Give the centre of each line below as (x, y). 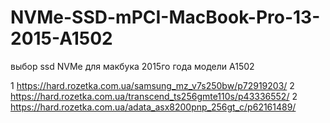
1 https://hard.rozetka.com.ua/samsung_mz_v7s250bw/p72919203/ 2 (152, 85)
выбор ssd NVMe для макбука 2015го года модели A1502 (132, 66)
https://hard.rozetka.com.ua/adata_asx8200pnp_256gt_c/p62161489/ (153, 107)
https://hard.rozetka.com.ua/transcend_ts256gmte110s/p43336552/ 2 (154, 96)
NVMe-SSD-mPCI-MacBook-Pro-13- (165, 17)
